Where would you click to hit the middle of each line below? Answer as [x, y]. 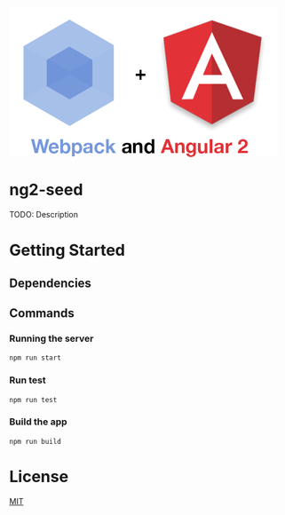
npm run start [36, 358]
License [39, 476]
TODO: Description [44, 214]
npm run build [36, 441]
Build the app [39, 422]
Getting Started [67, 250]
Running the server [51, 338]
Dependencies [50, 283]
